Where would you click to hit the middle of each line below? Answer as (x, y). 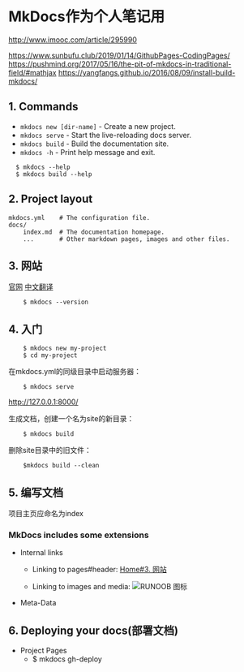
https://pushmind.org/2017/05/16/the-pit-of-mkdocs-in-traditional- (120, 64)
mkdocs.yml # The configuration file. (79, 218)
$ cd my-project (51, 355)
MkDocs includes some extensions (79, 535)
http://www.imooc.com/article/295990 (73, 39)
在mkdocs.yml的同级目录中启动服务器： (75, 372)
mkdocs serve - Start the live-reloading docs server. (106, 135)
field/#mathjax (32, 72)
